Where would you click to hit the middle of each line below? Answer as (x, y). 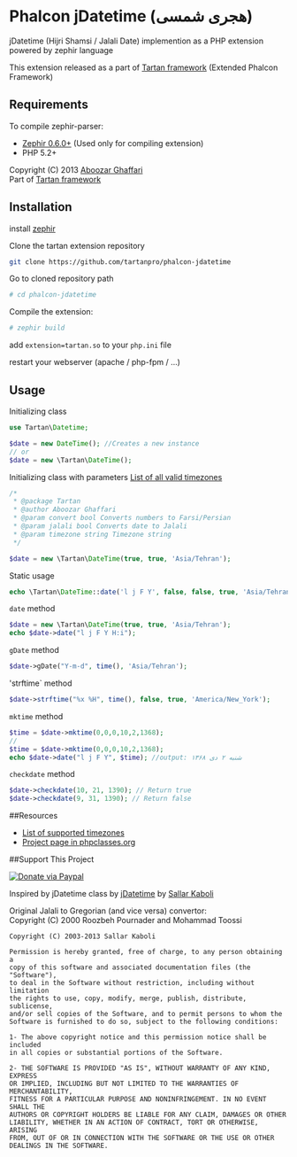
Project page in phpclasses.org (79, 843)
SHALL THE (27, 1107)
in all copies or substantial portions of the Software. (116, 1053)
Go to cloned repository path (61, 279)
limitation (29, 991)
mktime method (36, 716)
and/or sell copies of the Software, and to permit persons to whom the (146, 1014)
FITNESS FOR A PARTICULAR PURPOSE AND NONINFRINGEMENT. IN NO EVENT (138, 1099)
